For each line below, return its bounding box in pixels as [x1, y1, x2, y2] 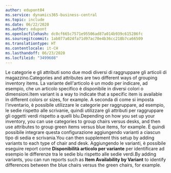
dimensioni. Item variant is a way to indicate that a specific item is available [5, 91, 162, 98]
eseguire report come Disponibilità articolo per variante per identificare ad [5, 146, 165, 152]
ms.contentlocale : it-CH [5, 46, 58, 51]
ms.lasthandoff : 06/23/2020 [5, 50, 66, 55]
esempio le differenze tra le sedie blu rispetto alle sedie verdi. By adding [5, 151, 156, 157]
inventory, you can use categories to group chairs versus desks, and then [5, 119, 160, 125]
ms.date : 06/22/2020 [5, 22, 50, 27]
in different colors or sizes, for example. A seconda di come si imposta [5, 97, 154, 103]
